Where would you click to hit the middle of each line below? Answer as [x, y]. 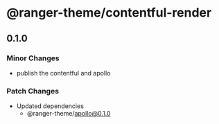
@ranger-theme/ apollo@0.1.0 [69, 114]
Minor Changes [33, 58]
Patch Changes [33, 91]
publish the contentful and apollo [63, 73]
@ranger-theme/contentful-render [109, 13]
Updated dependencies [50, 106]
